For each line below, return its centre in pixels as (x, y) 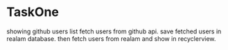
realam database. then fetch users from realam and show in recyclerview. (111, 38)
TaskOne (33, 12)
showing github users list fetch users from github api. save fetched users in (114, 31)
